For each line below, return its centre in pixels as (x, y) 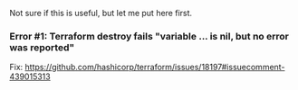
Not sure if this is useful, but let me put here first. (101, 13)
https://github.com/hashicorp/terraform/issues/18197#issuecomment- (155, 67)
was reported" (42, 47)
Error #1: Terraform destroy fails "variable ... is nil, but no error (149, 36)
